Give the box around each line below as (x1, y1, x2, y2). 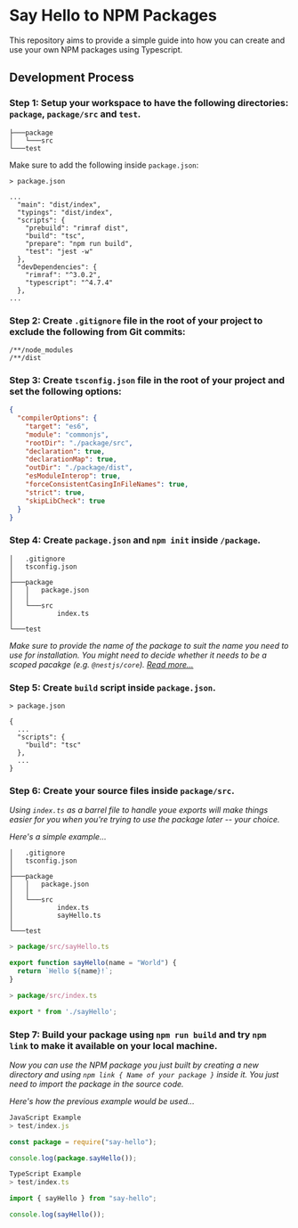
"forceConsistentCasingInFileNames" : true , (25, 480, 189, 489)
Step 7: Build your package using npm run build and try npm (9, 1028, 267, 1041)
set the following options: (9, 385, 122, 397)
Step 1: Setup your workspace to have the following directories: (9, 97, 289, 110)
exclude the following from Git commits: (9, 325, 186, 338)
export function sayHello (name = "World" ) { (9, 959, 177, 968)
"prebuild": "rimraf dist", (25, 224, 129, 233)
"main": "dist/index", (17, 200, 101, 209)
